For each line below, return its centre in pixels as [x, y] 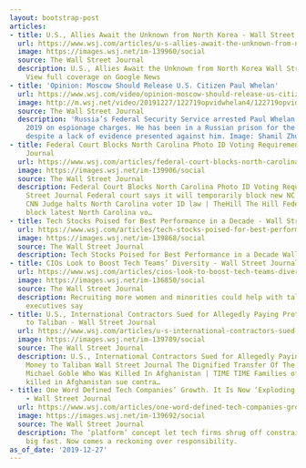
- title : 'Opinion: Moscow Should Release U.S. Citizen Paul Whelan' [144, 86]
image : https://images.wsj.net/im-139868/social [112, 238]
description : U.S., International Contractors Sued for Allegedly [146, 356]
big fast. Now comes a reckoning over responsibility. [132, 441]
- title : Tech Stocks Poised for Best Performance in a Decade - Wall [146, 221]
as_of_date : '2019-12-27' [58, 450]
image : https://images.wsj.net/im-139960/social [112, 52]
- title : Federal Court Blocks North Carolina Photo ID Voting [132, 145]
